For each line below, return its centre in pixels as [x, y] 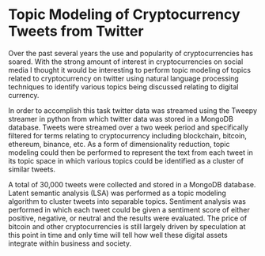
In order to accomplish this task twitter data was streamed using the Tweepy [133, 110]
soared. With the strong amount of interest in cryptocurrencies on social [126, 62]
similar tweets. [32, 169]
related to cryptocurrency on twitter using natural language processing [123, 78]
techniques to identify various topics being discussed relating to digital [123, 87]
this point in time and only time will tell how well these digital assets [118, 235]
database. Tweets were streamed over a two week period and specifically [129, 127]
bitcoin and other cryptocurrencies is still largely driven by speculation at [127, 226]
